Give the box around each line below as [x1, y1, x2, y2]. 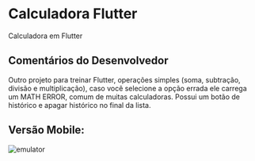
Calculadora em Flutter [8, 31, 83, 40]
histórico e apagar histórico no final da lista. [8, 100, 151, 109]
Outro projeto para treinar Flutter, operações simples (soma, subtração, [8, 75, 241, 84]
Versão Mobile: [8, 124, 85, 137]
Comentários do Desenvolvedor [8, 54, 169, 67]
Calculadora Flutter [8, 5, 138, 23]
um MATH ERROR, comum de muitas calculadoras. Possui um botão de [8, 92, 240, 102]
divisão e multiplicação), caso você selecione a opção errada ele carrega [8, 83, 247, 93]
